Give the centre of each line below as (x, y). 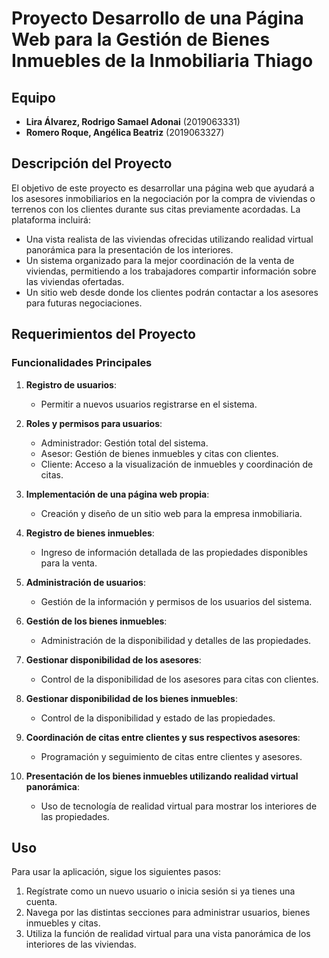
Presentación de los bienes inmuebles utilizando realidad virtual (162, 776)
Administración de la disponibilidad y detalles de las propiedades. (176, 640)
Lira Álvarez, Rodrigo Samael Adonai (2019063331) (133, 121)
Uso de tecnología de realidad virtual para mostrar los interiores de (179, 806)
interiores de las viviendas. (81, 944)
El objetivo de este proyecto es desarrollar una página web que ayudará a (163, 188)
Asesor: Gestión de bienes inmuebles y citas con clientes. (159, 453)
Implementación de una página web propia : (117, 494)
